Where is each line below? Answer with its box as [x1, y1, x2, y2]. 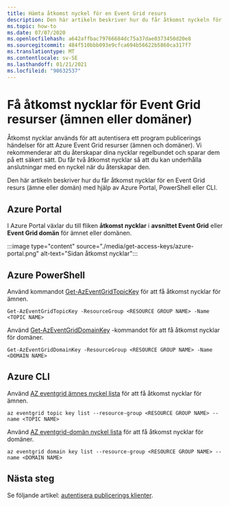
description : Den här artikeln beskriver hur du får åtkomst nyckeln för [7, 16, 222, 23]
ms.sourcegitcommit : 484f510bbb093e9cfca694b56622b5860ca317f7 [7, 42, 192, 49]
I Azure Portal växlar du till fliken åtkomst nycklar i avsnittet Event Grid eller [7, 222, 223, 230]
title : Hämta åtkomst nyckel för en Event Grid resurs [7, 10, 167, 17]
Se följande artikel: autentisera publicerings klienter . [7, 491, 153, 499]
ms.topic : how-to [7, 23, 57, 29]
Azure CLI [7, 371, 50, 383]
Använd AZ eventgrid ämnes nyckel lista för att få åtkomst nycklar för [7, 389, 202, 397]
